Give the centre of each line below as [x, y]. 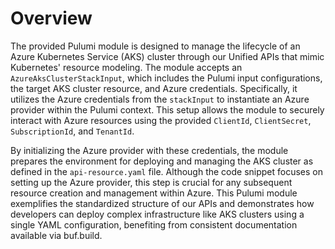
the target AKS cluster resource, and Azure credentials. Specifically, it [154, 88]
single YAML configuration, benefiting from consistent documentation [154, 224]
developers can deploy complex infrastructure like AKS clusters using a [157, 214]
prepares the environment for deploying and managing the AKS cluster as [162, 161]
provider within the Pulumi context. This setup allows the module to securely [167, 109]
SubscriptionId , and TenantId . [72, 131]
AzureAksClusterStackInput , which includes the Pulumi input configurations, [166, 78]
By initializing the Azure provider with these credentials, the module [149, 150]
